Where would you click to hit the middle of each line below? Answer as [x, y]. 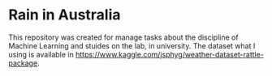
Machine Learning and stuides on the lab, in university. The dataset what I [132, 45]
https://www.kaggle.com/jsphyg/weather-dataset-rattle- [170, 54]
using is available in [41, 54]
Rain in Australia [65, 15]
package [23, 63]
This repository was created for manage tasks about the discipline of [123, 37]
